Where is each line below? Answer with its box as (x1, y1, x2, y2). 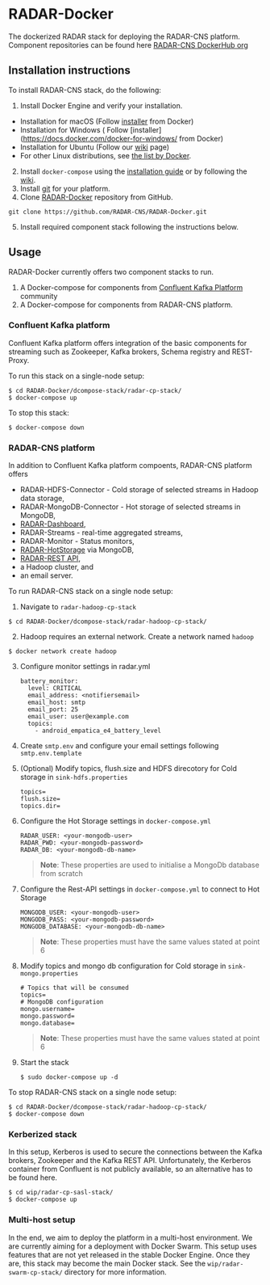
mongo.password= (19, 1012, 75, 1021)
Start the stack (19, 1058, 69, 1068)
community (19, 291, 58, 301)
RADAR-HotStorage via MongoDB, (19, 545, 135, 554)
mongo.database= (19, 1019, 75, 1027)
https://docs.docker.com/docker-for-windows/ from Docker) (23, 133, 224, 143)
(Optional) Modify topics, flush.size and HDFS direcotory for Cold (19, 764, 238, 773)
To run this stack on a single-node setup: (8, 371, 145, 381)
